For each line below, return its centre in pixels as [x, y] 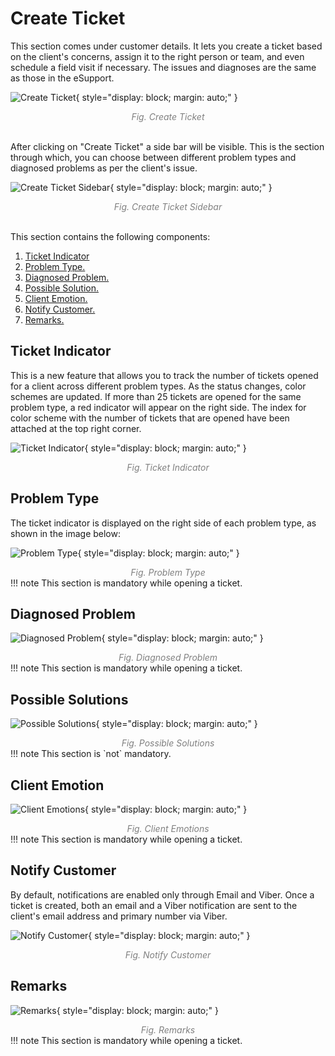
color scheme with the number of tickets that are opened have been [150, 418]
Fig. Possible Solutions [168, 743]
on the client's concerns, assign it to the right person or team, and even [157, 56]
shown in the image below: [65, 533]
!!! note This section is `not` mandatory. [91, 754]
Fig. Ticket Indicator [168, 467]
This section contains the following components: [110, 236]
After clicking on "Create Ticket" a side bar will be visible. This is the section [167, 146]
